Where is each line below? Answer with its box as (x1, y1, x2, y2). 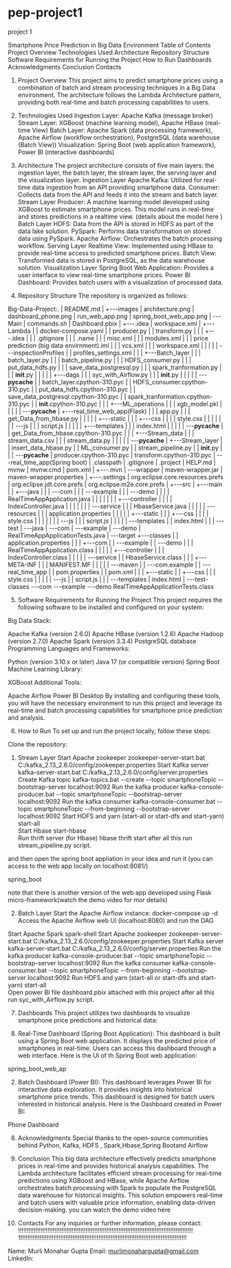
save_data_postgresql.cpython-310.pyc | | (8, 392, 126, 400)
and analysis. (8, 713, 45, 721)
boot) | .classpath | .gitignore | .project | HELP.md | (71, 458, 216, 466)
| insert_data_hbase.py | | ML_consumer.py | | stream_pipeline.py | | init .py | (8, 444, 223, 452)
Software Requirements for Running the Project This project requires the (17, 595, 223, 604)
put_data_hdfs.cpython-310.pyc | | (38, 385, 136, 393)
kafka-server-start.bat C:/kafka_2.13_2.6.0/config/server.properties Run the (8, 944, 222, 952)
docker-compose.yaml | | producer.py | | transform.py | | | (39, 327, 203, 335)
